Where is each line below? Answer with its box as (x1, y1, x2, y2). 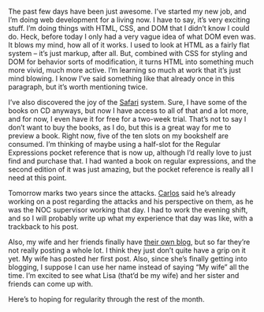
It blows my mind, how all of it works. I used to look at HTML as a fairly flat (8, 40, 250, 50)
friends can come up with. (8, 280, 93, 288)
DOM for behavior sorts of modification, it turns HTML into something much (8, 57, 254, 66)
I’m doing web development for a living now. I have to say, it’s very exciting (8, 15, 251, 24)
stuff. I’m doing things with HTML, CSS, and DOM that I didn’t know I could (8, 24, 250, 32)
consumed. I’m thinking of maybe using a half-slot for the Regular (8, 140, 221, 148)
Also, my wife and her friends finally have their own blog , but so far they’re (8, 237, 251, 246)
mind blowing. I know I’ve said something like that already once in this (8, 74, 235, 83)
